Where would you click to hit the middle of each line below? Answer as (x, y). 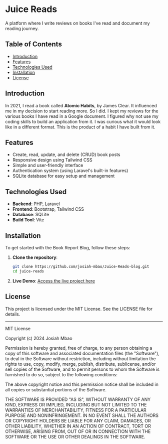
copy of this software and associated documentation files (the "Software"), (82, 353)
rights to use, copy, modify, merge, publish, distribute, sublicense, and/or (80, 364)
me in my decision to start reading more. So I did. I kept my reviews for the (82, 111)
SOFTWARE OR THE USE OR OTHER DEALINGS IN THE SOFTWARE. (75, 436)
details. (13, 314)
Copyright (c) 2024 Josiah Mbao (39, 338)
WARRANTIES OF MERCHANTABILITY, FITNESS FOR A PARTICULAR (76, 410)
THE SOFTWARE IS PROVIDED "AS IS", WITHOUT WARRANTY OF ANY (78, 399)
